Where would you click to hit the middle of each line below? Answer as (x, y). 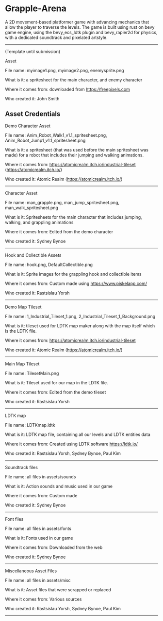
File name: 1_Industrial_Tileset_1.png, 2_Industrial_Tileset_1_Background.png (80, 316)
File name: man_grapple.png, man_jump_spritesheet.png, (62, 202)
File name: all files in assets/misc (38, 580)
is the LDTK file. (21, 331)
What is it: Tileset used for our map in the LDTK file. (57, 382)
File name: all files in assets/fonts (38, 528)
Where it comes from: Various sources (43, 599)
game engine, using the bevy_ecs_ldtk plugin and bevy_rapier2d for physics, (81, 32)
